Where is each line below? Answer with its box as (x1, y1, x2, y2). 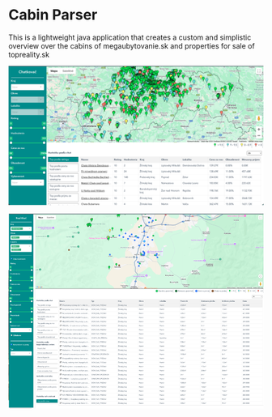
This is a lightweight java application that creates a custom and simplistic (8, 32, 252, 42)
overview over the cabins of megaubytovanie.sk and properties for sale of (8, 40, 255, 50)
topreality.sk (8, 49, 50, 59)
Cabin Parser (8, 6, 98, 24)
